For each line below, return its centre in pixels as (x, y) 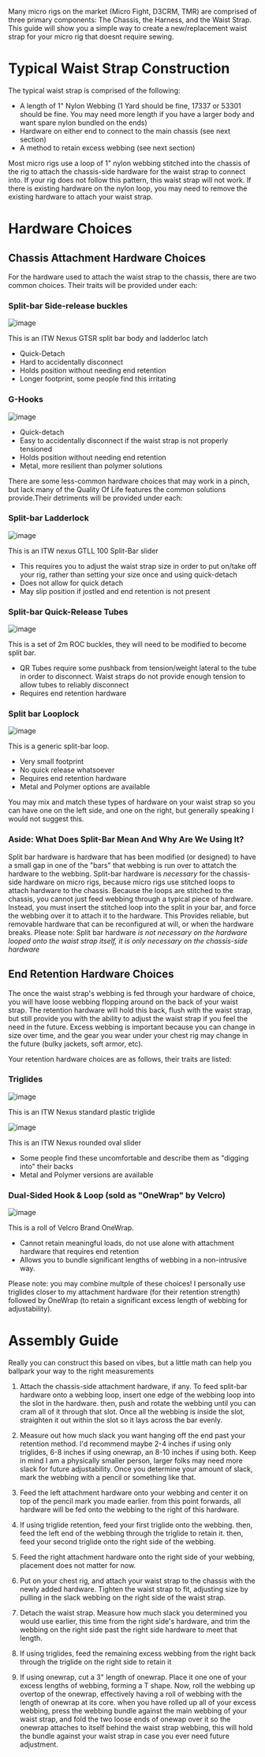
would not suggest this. (46, 819)
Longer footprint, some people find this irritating (97, 379)
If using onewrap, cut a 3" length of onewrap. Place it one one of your (133, 1677)
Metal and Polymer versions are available (86, 1175)
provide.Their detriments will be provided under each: (95, 498)
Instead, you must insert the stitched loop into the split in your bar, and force (132, 907)
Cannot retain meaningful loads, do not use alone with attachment (127, 1243)
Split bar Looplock (44, 714)
